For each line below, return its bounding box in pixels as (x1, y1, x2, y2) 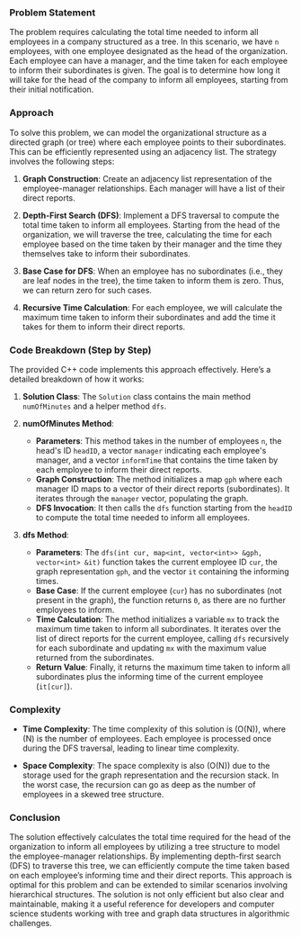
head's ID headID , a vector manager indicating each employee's (35, 445, 267, 455)
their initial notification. (9, 84, 94, 95)
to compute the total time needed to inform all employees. (35, 511, 250, 523)
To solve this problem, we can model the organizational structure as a (9, 127, 267, 138)
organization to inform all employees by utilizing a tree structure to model (9, 842, 280, 852)
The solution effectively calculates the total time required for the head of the (9, 832, 291, 842)
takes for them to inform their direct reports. (22, 321, 186, 332)
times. (35, 575, 59, 586)
